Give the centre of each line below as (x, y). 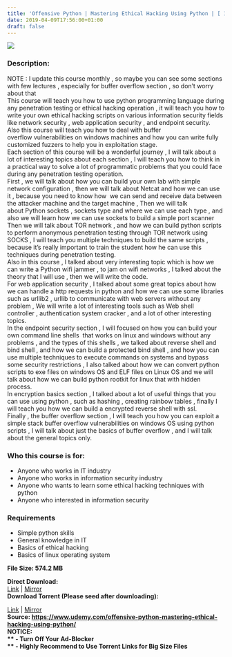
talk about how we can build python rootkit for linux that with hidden (104, 379)
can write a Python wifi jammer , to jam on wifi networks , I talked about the (114, 269)
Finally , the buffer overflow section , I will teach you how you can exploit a (113, 415)
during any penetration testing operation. (66, 174)
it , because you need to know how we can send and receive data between (115, 196)
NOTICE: (20, 631)
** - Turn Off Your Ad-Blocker (51, 639)
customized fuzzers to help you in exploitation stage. (82, 144)
